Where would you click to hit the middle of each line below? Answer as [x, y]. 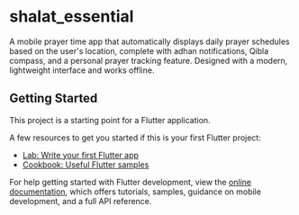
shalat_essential [72, 17]
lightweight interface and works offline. [82, 70]
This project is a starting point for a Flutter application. [110, 120]
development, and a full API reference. [81, 201]
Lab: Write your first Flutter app [81, 155]
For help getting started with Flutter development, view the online [131, 182]
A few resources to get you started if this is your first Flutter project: [135, 138]
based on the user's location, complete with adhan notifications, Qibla [139, 50]
